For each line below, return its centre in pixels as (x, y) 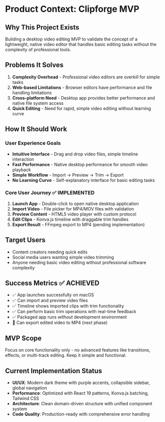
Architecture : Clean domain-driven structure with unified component (82, 404)
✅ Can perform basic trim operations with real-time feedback (74, 312)
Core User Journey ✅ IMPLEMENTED (50, 193)
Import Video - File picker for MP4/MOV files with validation (73, 209)
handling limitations (32, 93)
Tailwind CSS (26, 398)
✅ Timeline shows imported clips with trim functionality (68, 306)
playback (21, 170)
